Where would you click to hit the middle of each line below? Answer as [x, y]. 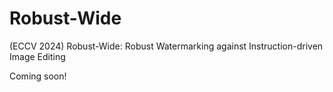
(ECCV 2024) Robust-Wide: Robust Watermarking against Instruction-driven [166, 46]
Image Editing [37, 56]
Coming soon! [38, 76]
